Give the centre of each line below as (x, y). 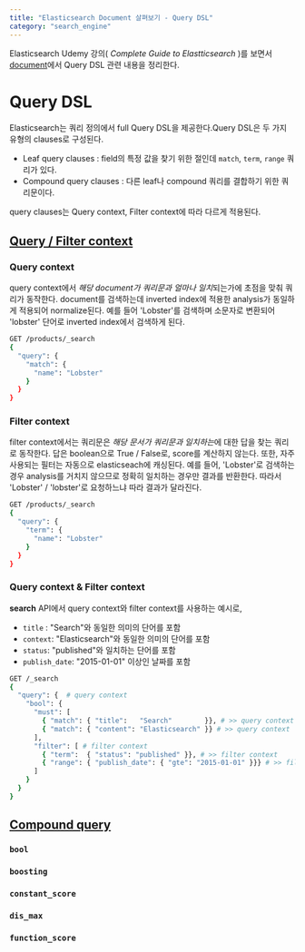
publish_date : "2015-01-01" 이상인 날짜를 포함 (106, 661)
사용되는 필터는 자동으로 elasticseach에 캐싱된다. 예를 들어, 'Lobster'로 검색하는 (152, 465)
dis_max (26, 916)
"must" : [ (52, 712)
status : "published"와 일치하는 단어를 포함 (99, 650)
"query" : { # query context (73, 695)
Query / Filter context (71, 241)
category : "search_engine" (60, 26)
